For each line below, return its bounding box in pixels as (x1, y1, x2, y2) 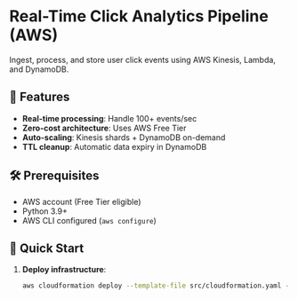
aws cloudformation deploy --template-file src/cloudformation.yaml (21, 281, 282, 290)
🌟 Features (9, 90, 70, 105)
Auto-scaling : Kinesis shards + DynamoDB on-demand (21, 131, 226, 143)
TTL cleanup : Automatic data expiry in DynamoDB (21, 141, 207, 152)
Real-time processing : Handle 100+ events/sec (21, 113, 197, 123)
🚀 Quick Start (9, 240, 85, 256)
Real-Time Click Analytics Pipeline (9, 6, 269, 27)
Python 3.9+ (21, 206, 68, 216)
